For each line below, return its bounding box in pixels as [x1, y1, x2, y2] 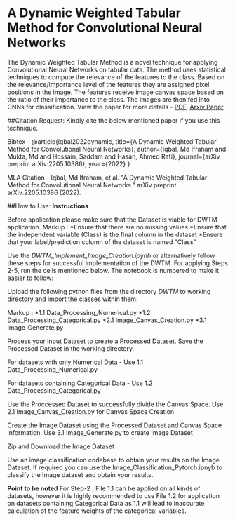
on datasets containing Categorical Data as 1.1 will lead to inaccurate [7, 499, 205, 507]
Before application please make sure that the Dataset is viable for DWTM [7, 215, 217, 224]
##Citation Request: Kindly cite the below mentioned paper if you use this [7, 116, 220, 124]
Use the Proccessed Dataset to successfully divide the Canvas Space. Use [7, 400, 224, 408]
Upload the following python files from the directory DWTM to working [7, 287, 211, 295]
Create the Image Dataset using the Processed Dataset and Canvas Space [7, 421, 222, 429]
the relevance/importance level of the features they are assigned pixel [7, 80, 210, 88]
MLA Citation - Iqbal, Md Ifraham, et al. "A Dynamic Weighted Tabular [7, 173, 208, 182]
